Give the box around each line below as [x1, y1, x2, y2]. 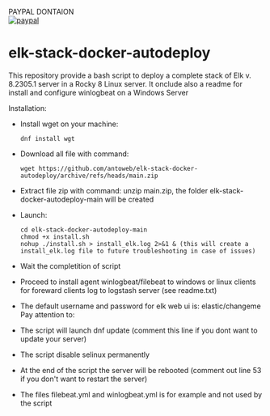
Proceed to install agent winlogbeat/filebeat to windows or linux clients [19, 277, 256, 287]
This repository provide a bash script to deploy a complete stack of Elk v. [8, 70, 252, 80]
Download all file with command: [19, 149, 129, 159]
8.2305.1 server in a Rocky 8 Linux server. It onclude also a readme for [8, 79, 243, 88]
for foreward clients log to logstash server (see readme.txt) [19, 285, 217, 295]
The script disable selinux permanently [19, 350, 150, 359]
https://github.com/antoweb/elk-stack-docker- [38, 164, 198, 172]
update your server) [19, 333, 87, 343]
